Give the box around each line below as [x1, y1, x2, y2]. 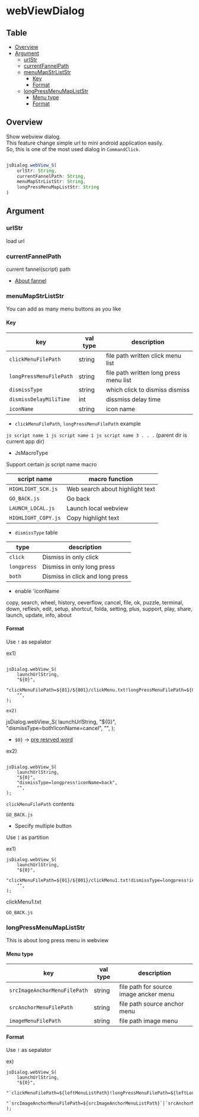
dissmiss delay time [105, 395, 161, 404]
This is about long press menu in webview [6, 937, 109, 944]
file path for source [119, 982, 172, 991]
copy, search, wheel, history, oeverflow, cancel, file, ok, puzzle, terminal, [6, 598, 184, 606]
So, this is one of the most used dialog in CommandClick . [6, 145, 140, 152]
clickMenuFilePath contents [6, 800, 75, 807]
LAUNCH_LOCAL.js [9, 505, 55, 511]
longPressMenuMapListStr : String [17, 184, 99, 190]
